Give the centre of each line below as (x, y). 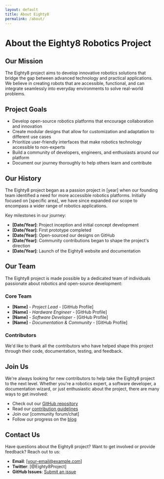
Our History (23, 178)
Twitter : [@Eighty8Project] (39, 467)
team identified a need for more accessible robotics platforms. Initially (75, 195)
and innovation (27, 126)
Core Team (18, 296)
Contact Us (23, 435)
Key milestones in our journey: (35, 215)
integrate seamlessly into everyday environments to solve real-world (74, 88)
